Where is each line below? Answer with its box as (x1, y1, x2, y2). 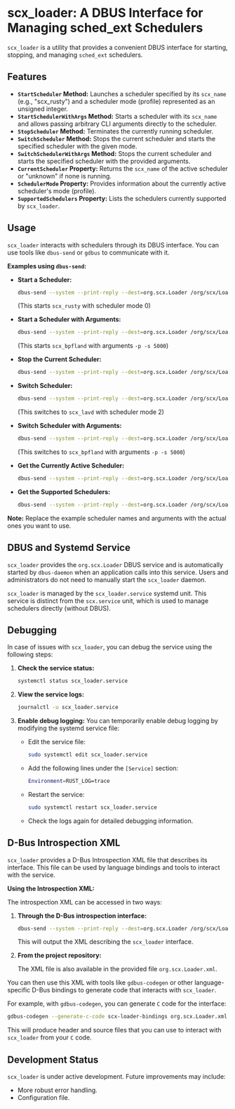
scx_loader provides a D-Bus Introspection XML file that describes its (7, 855, 208, 864)
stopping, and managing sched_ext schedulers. (7, 51, 143, 59)
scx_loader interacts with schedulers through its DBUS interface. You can (7, 240, 220, 249)
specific (7, 986, 31, 994)
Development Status (7, 1053, 99, 1065)
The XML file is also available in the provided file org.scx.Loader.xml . (17, 965, 217, 973)
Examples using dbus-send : (7, 261, 86, 270)
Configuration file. (17, 1094, 70, 1102)
